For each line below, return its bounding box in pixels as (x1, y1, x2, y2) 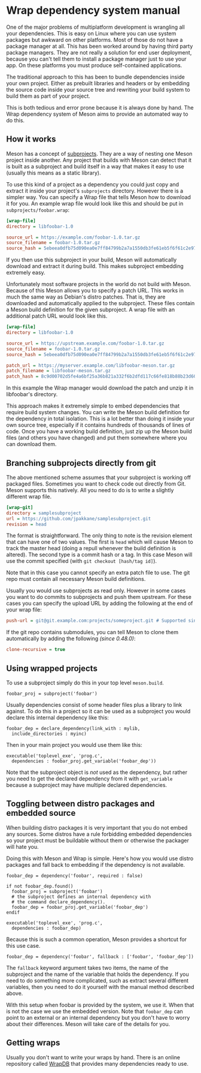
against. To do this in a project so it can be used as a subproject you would (6, 708, 191, 715)
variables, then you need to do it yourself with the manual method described (6, 983, 194, 990)
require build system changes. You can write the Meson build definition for (6, 409, 190, 416)
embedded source (6, 808, 76, 818)
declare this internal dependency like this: (6, 714, 109, 721)
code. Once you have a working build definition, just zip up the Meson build (6, 428, 193, 435)
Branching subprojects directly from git (6, 458, 157, 468)
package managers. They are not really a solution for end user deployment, (6, 49, 192, 56)
